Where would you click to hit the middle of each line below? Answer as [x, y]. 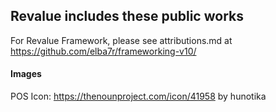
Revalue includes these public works [127, 16]
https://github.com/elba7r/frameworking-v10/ [103, 51]
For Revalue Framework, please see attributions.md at [121, 40]
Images [26, 74]
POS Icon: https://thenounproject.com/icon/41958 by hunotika [138, 96]
